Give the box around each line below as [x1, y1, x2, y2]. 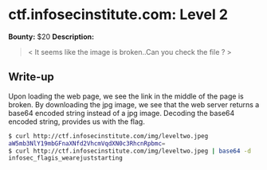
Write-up [8, 70, 54, 84]
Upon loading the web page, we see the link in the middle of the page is [8, 91, 245, 101]
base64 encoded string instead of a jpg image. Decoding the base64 [8, 108, 235, 118]
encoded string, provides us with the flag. [8, 117, 145, 126]
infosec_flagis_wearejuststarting [8, 154, 124, 162]
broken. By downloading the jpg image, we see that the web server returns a [8, 99, 260, 109]
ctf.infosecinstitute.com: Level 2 [8, 6, 229, 24]
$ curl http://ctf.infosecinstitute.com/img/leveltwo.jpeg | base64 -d [8, 147, 251, 155]
